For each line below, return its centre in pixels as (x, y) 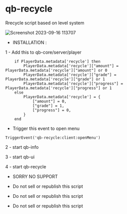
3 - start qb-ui (20, 157)
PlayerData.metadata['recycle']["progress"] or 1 (59, 88)
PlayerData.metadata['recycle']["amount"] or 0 (56, 70)
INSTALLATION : (30, 42)
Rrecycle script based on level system (45, 23)
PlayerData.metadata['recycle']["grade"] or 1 (55, 79)
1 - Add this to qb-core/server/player (44, 52)
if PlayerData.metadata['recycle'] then (57, 61)
